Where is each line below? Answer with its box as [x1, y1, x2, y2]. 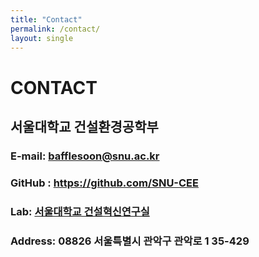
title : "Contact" [10, 14, 83, 25]
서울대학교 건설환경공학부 [10, 118, 159, 135]
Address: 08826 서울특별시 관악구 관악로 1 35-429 [10, 234, 250, 248]
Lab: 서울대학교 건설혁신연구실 [10, 204, 150, 218]
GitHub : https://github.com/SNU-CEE [10, 176, 199, 190]
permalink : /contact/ [10, 24, 101, 34]
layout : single [10, 33, 74, 43]
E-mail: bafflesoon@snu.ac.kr [10, 149, 160, 163]
